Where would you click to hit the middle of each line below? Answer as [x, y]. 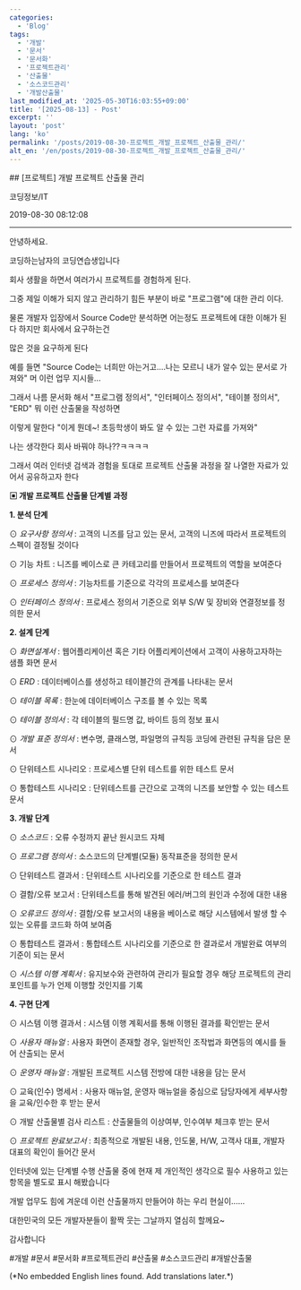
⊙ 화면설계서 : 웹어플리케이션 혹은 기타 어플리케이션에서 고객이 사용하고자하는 [146, 651]
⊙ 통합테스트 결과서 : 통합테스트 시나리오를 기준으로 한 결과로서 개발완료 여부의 [148, 943]
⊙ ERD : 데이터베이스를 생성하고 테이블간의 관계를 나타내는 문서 [121, 681]
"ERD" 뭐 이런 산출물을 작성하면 [65, 408]
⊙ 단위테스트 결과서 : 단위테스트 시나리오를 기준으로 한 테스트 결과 [125, 875]
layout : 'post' [38, 126]
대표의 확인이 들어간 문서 [52, 1151]
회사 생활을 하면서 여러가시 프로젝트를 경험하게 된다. [100, 279]
